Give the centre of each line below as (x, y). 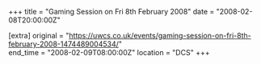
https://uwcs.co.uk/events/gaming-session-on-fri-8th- (160, 36)
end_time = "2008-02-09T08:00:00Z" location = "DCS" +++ (109, 52)
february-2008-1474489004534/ (64, 44)
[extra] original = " (39, 36)
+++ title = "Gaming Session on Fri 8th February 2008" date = (112, 12)
